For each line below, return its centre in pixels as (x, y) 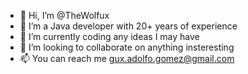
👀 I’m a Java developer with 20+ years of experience (128, 26)
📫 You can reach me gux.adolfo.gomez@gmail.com (127, 58)
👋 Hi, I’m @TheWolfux (64, 15)
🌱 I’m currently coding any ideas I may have (109, 36)
